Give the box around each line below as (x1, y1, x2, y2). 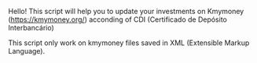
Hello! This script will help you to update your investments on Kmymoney (8, 7, 244, 16)
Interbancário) (8, 23, 55, 32)
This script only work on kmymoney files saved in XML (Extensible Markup (8, 38, 250, 47)
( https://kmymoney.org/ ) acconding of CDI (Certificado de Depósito (8, 15, 228, 24)
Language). (8, 47, 46, 55)
